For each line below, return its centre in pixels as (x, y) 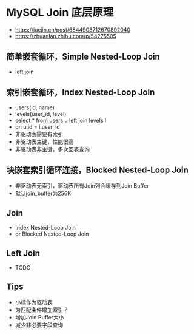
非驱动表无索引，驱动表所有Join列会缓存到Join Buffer (82, 186)
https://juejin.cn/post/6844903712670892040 (73, 29)
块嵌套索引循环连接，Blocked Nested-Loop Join (98, 170)
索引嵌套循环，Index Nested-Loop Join (81, 93)
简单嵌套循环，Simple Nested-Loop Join (83, 57)
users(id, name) (35, 107)
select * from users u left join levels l (61, 120)
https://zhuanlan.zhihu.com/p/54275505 (66, 36)
